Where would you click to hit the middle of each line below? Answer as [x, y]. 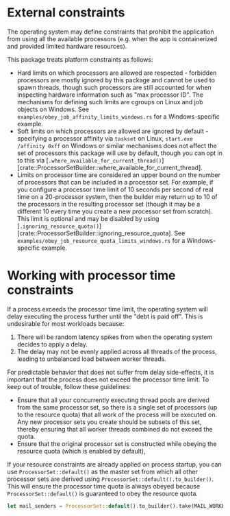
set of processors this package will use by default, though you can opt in [120, 153]
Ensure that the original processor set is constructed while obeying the [117, 443]
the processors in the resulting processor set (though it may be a [108, 204]
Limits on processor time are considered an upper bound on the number [119, 175]
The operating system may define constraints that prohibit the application [111, 32]
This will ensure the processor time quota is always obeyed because [104, 486]
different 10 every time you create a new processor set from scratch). [115, 211]
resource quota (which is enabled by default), [81, 451]
